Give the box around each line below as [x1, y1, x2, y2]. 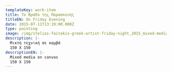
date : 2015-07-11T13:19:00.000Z [5, 21, 74, 27]
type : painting [5, 26, 38, 31]
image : [5, 31, 19, 36]
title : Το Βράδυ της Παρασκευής [5, 12, 74, 17]
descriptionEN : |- [5, 50, 45, 55]
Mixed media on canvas [10, 54, 58, 60]
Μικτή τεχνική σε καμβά [10, 41, 60, 46]
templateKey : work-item [5, 7, 56, 13]
